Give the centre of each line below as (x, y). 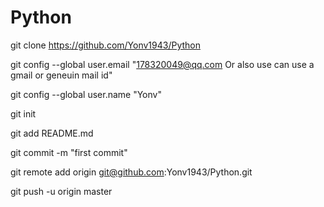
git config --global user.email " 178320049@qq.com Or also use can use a (162, 64)
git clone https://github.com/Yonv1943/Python (106, 45)
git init (23, 113)
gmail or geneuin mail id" (61, 75)
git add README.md (52, 133)
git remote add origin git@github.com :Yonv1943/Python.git (131, 172)
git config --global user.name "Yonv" (86, 94)
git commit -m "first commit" (69, 152)
